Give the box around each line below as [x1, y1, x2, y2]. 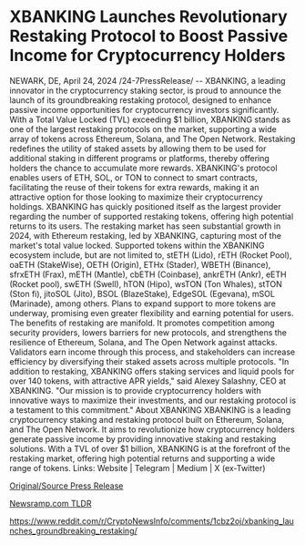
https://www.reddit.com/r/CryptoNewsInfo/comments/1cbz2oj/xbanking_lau [9, 515, 294, 526]
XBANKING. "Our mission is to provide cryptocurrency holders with [9, 385, 261, 396]
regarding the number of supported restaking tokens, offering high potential [9, 211, 294, 221]
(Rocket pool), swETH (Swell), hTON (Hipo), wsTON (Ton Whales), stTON [9, 278, 282, 289]
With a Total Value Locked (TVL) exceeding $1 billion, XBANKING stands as [9, 114, 291, 125]
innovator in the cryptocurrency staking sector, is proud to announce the [9, 85, 282, 96]
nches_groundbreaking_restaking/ [9, 525, 138, 536]
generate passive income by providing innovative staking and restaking [9, 433, 277, 444]
